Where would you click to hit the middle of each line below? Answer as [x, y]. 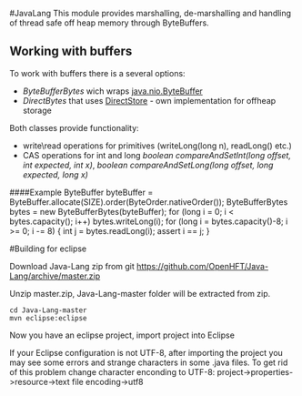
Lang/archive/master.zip [55, 276]
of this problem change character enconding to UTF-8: [112, 371]
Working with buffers [71, 51]
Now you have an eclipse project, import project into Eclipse [122, 335]
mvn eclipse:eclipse [49, 318]
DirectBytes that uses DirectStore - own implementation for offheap [149, 100]
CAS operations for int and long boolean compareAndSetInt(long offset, [156, 155]
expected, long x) [55, 174]
